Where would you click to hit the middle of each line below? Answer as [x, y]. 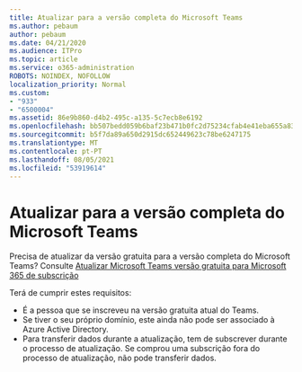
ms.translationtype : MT [54, 143]
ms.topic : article [44, 59]
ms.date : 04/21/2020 [48, 43]
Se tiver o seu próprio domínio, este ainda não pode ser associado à [149, 320]
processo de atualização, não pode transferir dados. [120, 358]
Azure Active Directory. [66, 330]
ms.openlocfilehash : [48, 127]
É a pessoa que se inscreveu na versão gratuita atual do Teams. [140, 310]
